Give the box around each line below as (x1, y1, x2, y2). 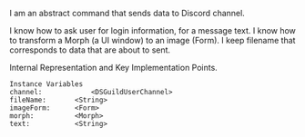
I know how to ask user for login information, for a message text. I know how (9, 25, 296, 35)
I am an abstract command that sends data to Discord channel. (9, 8, 246, 18)
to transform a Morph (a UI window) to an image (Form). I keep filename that (9, 35, 296, 45)
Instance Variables (9, 80, 84, 89)
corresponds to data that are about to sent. (9, 44, 171, 55)
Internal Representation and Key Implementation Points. (9, 63, 219, 73)
